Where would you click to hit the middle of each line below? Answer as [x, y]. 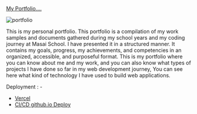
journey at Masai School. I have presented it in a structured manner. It [91, 44]
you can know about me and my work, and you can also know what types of [99, 63]
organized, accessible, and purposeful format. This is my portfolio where [94, 56]
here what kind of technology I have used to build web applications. [88, 75]
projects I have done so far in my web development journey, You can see [94, 69]
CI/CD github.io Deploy [42, 105]
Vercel [22, 98]
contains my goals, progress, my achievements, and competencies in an [94, 50]
